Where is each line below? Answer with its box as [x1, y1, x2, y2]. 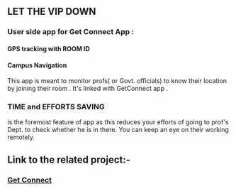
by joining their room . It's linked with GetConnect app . [7, 84, 169, 93]
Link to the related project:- [7, 153, 131, 165]
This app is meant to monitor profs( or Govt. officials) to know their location [7, 77, 227, 85]
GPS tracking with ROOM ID [7, 44, 90, 53]
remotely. [7, 133, 35, 141]
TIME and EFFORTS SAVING [7, 102, 105, 112]
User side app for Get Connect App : [7, 27, 135, 37]
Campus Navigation [7, 60, 67, 70]
